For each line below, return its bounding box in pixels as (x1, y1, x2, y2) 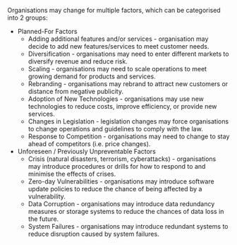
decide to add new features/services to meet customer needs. (28, 42, 209, 50)
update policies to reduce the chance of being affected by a (28, 185, 202, 193)
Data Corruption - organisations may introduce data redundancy (28, 200, 215, 208)
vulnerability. (28, 192, 66, 201)
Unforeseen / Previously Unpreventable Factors (17, 148, 157, 155)
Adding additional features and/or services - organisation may (28, 35, 209, 43)
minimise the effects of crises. (28, 169, 116, 178)
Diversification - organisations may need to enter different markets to (28, 49, 229, 58)
